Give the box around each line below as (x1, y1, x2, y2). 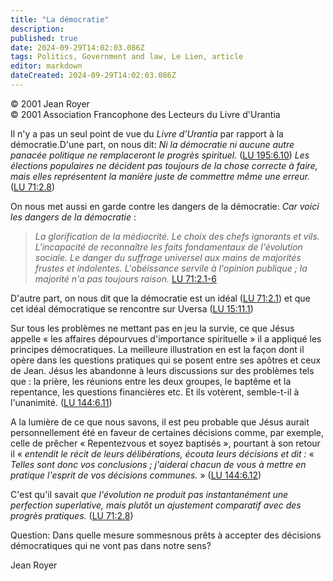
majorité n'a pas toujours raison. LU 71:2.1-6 (34, 272, 217, 285)
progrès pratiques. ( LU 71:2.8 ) (10, 509, 134, 521)
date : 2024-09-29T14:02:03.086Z (10, 42, 145, 53)
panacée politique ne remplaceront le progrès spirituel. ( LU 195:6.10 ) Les (10, 149, 310, 161)
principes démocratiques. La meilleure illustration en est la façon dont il (10, 343, 305, 355)
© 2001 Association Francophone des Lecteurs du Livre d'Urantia (10, 108, 281, 120)
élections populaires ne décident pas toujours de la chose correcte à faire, (10, 159, 318, 171)
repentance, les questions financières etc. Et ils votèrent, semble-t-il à (10, 386, 300, 398)
